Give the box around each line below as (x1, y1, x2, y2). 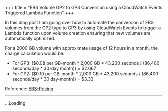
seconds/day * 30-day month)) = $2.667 (12, 65, 96, 71)
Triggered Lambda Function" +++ (5, 10, 74, 16)
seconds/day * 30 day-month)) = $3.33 (12, 76, 94, 82)
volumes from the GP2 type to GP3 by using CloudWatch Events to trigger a (5, 25, 161, 31)
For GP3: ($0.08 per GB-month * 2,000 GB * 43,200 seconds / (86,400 (12, 60, 160, 66)
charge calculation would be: (5, 50, 65, 56)
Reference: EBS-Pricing (5, 86, 54, 92)
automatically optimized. (5, 35, 56, 41)
